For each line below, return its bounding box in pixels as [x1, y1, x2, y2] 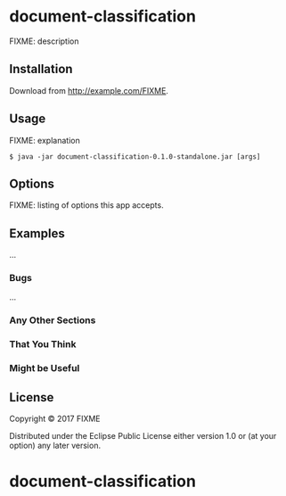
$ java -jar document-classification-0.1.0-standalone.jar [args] [9, 152, 261, 161]
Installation [9, 62, 73, 77]
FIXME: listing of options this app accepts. [9, 200, 164, 211]
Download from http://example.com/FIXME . [9, 85, 169, 95]
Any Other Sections [9, 314, 96, 327]
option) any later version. [9, 440, 101, 451]
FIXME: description [9, 36, 79, 46]
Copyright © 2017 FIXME [9, 413, 101, 425]
